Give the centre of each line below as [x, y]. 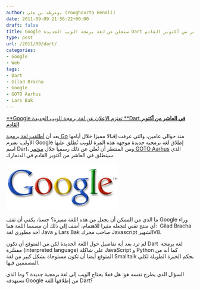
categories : [21, 51]
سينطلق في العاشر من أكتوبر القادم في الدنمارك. [60, 155]
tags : [13, 69]
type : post [20, 38]
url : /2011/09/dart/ [32, 44]
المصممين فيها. [23, 263]
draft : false [22, 25]
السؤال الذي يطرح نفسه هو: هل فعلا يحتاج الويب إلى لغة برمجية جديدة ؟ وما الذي [95, 274]
